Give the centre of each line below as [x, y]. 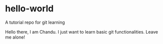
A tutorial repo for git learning [35, 22]
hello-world [30, 9]
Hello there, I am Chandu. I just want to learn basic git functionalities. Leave [82, 32]
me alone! [15, 37]
